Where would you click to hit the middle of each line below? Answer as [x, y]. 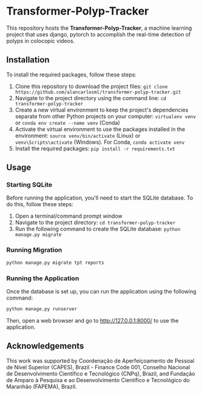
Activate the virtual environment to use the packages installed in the [100, 129]
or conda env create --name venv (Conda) [67, 122]
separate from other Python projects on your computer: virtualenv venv [105, 116]
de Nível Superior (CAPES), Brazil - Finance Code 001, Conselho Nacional [98, 367]
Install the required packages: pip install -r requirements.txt [95, 148]
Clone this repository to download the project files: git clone [91, 86]
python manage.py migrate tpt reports [55, 263]
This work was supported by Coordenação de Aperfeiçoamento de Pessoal [100, 361]
